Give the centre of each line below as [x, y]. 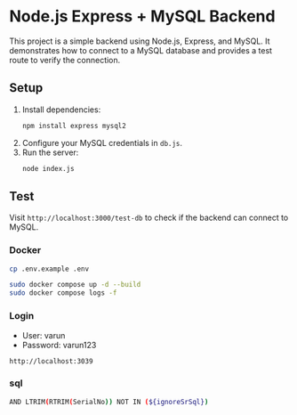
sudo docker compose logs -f [63, 293]
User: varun [44, 335]
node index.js [48, 168]
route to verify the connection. [65, 60]
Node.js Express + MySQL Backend [142, 16]
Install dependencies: [61, 110]
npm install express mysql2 [74, 126]
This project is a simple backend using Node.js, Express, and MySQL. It [140, 41]
